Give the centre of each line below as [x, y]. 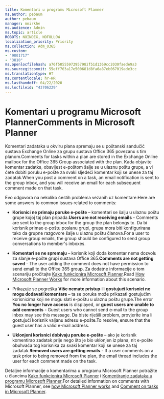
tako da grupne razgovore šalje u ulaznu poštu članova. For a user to [81, 233]
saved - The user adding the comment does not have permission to [80, 264]
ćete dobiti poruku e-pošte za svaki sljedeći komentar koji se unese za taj [79, 172]
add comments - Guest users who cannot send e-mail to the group [80, 310]
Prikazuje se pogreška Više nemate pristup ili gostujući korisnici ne [81, 289]
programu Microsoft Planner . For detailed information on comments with [77, 381]
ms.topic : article [24, 32]
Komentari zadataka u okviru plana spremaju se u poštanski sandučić [75, 146]
